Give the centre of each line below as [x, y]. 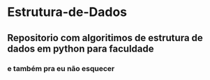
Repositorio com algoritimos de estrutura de [105, 38]
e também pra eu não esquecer [61, 68]
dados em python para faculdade [81, 48]
